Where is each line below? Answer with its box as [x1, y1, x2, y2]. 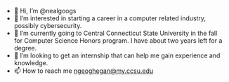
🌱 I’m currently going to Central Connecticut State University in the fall [13, 29, 218, 37]
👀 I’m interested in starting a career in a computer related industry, [13, 14, 206, 22]
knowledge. [13, 59, 48, 67]
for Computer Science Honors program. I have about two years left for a [13, 36, 223, 45]
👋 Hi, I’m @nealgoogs [13, 7, 77, 15]
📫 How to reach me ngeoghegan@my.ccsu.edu [13, 67, 154, 75]
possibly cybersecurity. [13, 22, 82, 29]
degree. [13, 44, 37, 52]
